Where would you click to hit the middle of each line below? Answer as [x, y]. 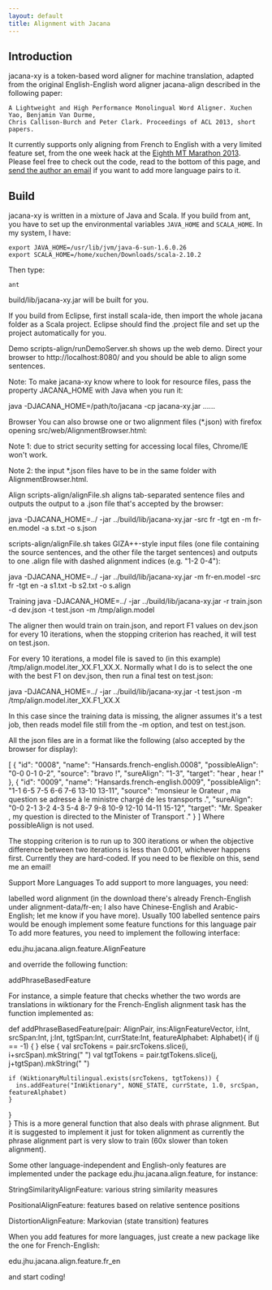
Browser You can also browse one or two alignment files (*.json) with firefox [135, 422]
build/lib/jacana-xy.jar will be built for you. [78, 300]
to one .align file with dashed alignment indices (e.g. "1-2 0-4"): [114, 561]
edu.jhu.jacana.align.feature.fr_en [65, 1262]
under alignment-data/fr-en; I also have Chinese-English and [110, 907]
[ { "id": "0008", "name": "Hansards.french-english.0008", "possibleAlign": [133, 765]
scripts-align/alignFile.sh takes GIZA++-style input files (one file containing [134, 544]
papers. [22, 130]
